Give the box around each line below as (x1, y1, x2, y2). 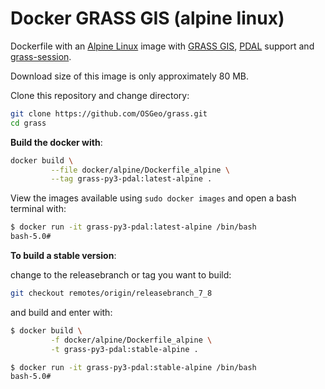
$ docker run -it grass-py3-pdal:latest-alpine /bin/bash (10, 222, 257, 232)
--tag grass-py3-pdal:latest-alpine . (50, 174, 213, 184)
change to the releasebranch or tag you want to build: (10, 269, 232, 281)
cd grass (10, 118, 47, 128)
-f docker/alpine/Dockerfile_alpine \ (50, 335, 213, 345)
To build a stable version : (10, 250, 117, 262)
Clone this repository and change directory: (10, 89, 190, 101)
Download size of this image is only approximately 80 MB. (10, 70, 250, 82)
